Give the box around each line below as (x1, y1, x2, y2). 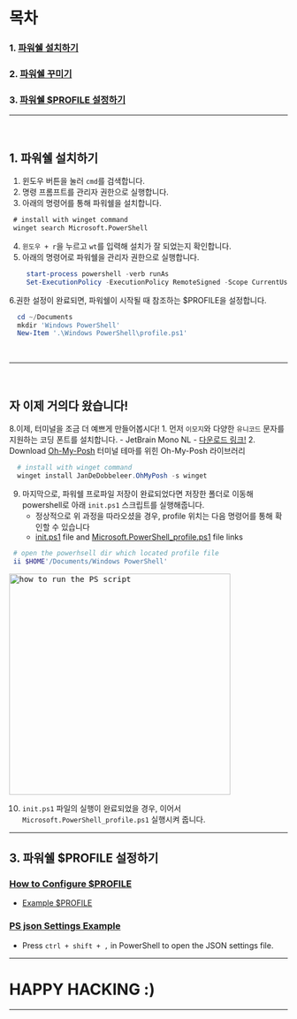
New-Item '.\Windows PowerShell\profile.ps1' (17, 329, 188, 338)
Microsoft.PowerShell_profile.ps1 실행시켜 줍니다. (21, 814, 206, 824)
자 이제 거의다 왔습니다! (9, 398, 129, 413)
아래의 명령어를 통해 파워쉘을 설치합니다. (21, 198, 162, 209)
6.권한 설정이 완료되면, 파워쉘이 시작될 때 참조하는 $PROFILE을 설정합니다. (9, 295, 267, 305)
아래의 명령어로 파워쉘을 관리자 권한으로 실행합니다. (21, 251, 200, 262)
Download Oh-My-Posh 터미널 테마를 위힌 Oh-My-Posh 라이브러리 (9, 446, 246, 456)
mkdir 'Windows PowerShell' (17, 320, 121, 330)
